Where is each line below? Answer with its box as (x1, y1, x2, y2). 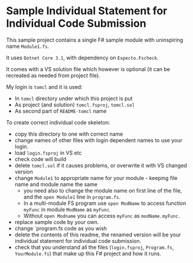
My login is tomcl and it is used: (6, 83, 83, 90)
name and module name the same (14, 181, 98, 188)
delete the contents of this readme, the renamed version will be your (14, 231, 181, 238)
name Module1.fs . (6, 43, 50, 50)
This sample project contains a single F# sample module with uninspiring (6, 36, 184, 43)
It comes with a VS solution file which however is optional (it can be (6, 65, 171, 72)
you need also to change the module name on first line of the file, (23, 187, 182, 194)
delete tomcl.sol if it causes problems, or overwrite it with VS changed (14, 162, 187, 169)
